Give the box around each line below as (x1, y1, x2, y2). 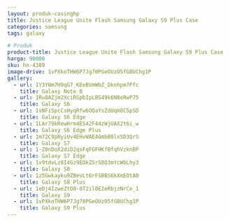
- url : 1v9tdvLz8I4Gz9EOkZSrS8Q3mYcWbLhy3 (13, 159, 139, 166)
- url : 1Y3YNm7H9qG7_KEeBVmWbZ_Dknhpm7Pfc (13, 81, 139, 88)
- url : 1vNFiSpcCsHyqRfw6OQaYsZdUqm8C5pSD (13, 108, 139, 114)
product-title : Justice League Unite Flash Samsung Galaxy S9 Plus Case (7, 49, 224, 56)
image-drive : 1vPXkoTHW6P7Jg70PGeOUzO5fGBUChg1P (7, 68, 152, 75)
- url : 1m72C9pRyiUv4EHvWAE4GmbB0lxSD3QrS (13, 133, 139, 140)
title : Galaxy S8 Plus (20, 179, 86, 186)
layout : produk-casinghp (7, 10, 80, 17)
